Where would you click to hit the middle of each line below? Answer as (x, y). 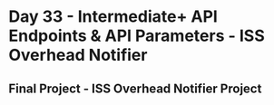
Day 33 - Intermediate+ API (113, 17)
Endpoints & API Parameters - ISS (137, 36)
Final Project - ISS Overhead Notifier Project (135, 88)
